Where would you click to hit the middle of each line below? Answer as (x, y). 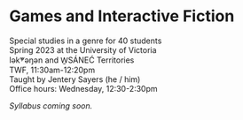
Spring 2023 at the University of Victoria (83, 49)
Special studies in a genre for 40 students (86, 41)
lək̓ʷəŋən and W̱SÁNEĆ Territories (72, 60)
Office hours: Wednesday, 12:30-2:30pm (83, 88)
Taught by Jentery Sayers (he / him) (75, 79)
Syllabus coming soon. (51, 105)
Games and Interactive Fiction (122, 16)
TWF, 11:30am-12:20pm (52, 70)
